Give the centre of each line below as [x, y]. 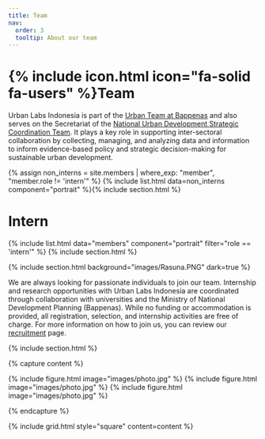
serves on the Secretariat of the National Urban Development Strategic [123, 124]
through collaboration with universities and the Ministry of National [117, 299]
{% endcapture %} [39, 411]
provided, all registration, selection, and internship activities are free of [123, 316]
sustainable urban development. [61, 157]
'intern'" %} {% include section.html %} [73, 252]
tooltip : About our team [56, 38]
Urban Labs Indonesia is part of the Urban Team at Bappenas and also [123, 115]
